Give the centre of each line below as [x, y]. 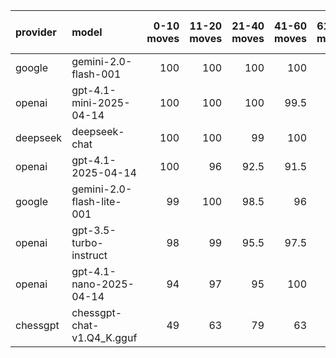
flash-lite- [96, 201]
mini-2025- [101, 102]
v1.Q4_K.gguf [104, 337]
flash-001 [96, 74]
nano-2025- [103, 284]
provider [36, 32]
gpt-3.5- [94, 230]
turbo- [87, 242]
